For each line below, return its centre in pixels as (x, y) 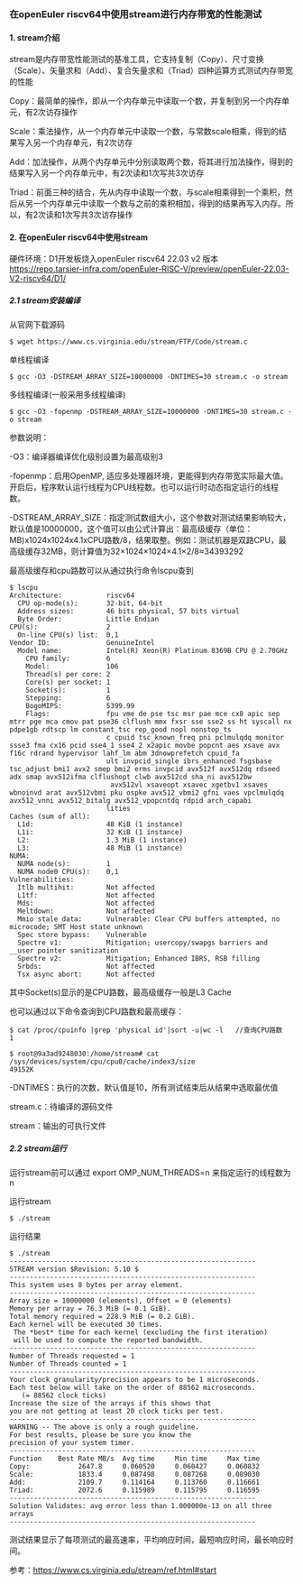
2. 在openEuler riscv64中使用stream (79, 237)
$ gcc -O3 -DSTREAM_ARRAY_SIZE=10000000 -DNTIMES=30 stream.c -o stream (149, 377)
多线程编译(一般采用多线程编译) (68, 395)
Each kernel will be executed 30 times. (87, 1325)
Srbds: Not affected (86, 967)
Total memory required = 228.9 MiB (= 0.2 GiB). (102, 1317)
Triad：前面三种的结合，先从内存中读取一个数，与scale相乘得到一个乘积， (147, 192)
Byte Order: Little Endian (88, 620)
